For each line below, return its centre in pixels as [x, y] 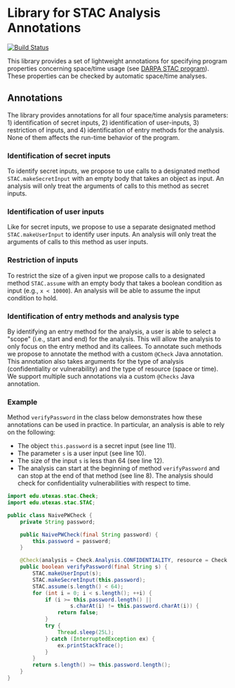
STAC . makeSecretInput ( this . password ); [89, 580]
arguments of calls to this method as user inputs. [78, 242]
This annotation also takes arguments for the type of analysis [96, 361]
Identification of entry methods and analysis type [93, 316]
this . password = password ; [72, 541]
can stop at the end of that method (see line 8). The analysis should [115, 476]
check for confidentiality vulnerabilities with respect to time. [104, 483]
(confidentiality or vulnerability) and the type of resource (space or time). [113, 369]
